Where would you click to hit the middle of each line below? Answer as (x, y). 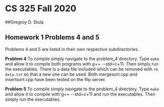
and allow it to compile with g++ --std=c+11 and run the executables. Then (80, 94)
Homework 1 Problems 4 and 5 (52, 37)
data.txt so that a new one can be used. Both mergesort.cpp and (71, 74)
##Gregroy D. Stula (24, 22)
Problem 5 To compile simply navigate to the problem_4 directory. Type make (82, 89)
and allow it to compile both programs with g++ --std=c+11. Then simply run (82, 64)
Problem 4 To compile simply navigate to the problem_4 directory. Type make (82, 59)
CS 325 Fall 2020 (41, 9)
